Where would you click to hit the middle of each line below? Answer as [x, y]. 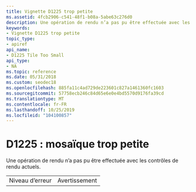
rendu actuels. [23, 167]
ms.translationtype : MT [35, 99]
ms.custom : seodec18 [31, 83]
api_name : [18, 50]
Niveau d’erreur [30, 181]
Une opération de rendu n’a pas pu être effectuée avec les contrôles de [92, 161]
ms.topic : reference [31, 72]
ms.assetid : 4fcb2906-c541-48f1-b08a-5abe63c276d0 [69, 17]
